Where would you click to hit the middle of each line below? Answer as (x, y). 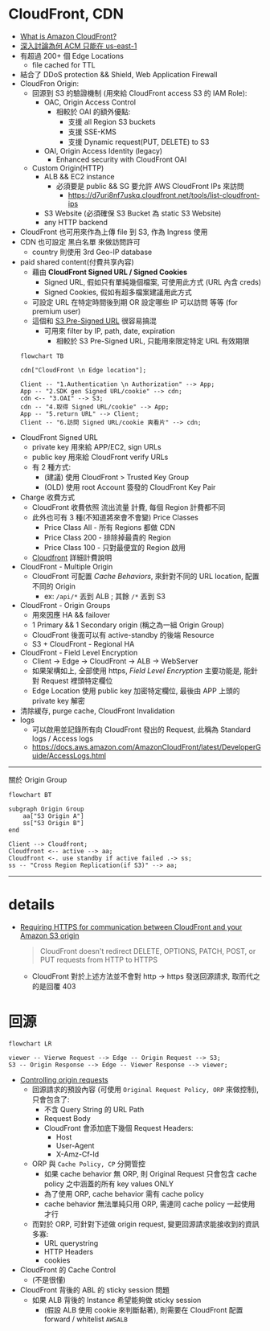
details (31, 905)
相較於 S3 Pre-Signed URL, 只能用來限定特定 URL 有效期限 (153, 341)
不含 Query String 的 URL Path (94, 1109)
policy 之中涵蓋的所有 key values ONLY (109, 1184)
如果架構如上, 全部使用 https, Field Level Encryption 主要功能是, (137, 670)
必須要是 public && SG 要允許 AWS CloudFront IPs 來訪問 (150, 186)
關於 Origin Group (38, 779)
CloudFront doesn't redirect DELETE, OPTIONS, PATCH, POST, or (148, 951)
